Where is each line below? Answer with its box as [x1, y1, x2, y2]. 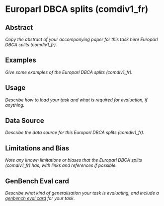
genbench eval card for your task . [5, 195, 75, 202]
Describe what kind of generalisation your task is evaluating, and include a [5, 190, 159, 196]
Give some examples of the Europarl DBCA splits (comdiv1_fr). [5, 69, 133, 75]
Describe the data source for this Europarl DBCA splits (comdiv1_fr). [5, 130, 145, 136]
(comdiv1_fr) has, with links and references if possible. [5, 162, 117, 168]
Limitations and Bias [5, 144, 70, 152]
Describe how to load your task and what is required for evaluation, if [5, 97, 148, 103]
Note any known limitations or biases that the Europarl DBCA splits [5, 157, 143, 163]
